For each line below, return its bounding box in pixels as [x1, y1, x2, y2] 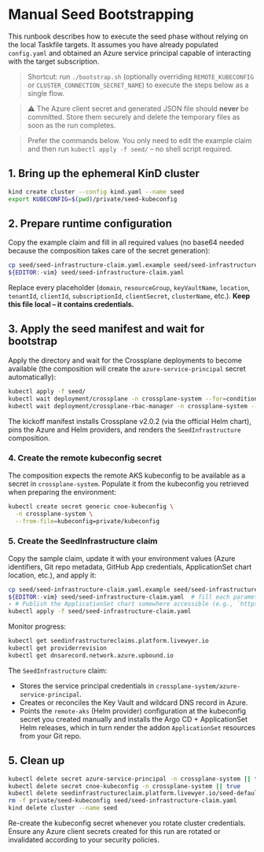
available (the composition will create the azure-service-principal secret [8, 363, 246, 373]
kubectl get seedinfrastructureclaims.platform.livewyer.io [8, 637, 210, 645]
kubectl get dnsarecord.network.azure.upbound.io [8, 651, 174, 659]
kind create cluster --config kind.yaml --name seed [8, 187, 185, 196]
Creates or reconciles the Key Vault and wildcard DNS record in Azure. [19, 698, 248, 707]
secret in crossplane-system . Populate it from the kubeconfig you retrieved [8, 478, 249, 489]
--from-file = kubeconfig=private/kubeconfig [15, 517, 159, 525]
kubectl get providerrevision [8, 644, 108, 652]
